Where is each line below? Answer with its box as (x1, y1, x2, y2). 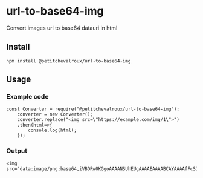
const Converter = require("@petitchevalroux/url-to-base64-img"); (6, 106, 180, 113)
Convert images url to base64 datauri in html (6, 24, 118, 31)
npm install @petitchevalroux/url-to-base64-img (6, 58, 131, 64)
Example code (6, 93, 49, 101)
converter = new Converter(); (17, 111, 94, 117)
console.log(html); (28, 127, 77, 134)
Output (6, 147, 28, 155)
